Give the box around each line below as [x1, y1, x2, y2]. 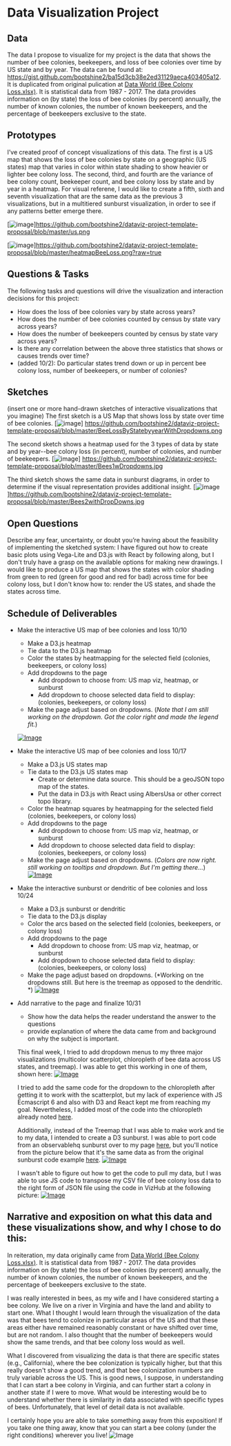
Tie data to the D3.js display [27, 912, 107, 921]
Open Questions [7, 518, 79, 529]
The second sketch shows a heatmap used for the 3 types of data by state [7, 440, 219, 448]
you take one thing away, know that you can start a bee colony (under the [7, 1423, 217, 1431]
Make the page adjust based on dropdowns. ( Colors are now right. [27, 856, 217, 864]
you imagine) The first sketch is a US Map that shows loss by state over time [7, 412, 224, 420]
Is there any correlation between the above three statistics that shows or [17, 344, 223, 352]
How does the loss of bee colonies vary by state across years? [17, 307, 196, 315]
